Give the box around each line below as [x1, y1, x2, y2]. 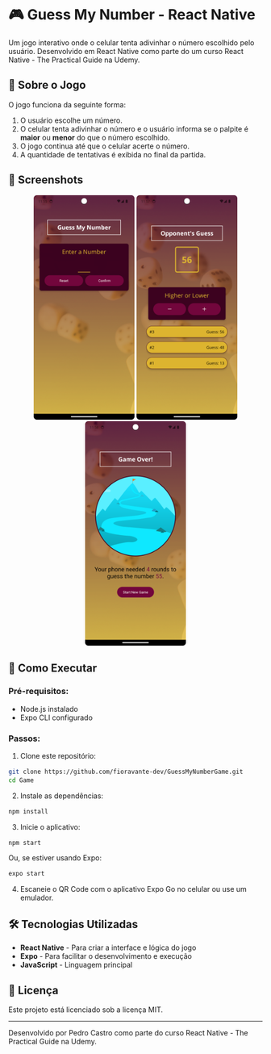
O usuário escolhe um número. [19, 115, 123, 125]
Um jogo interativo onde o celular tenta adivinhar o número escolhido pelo [8, 37, 255, 48]
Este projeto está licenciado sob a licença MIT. [8, 1005, 164, 1014]
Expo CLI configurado [19, 713, 93, 722]
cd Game [8, 776, 35, 784]
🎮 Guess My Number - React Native [8, 6, 256, 24]
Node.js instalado [19, 704, 79, 713]
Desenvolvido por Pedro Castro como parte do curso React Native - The [8, 1027, 248, 1037]
